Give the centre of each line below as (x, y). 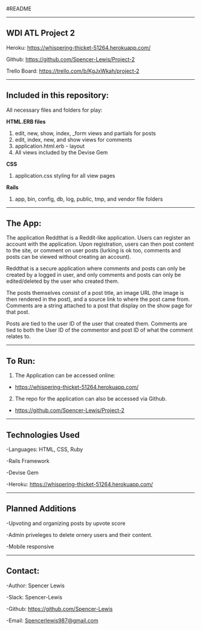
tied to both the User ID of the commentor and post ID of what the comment (100, 330)
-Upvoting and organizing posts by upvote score (66, 523)
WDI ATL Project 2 (41, 33)
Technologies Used (43, 435)
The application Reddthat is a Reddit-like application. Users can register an (98, 238)
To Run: (21, 361)
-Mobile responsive (30, 547)
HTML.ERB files (26, 121)
